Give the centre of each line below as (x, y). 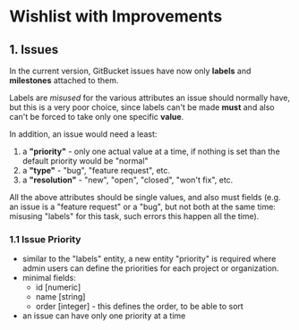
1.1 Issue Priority (45, 239)
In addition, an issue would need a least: (83, 134)
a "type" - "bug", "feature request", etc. (96, 170)
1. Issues (34, 50)
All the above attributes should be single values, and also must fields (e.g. (145, 197)
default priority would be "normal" (85, 161)
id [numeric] (58, 287)
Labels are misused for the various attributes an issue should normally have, (150, 97)
